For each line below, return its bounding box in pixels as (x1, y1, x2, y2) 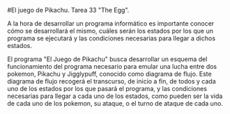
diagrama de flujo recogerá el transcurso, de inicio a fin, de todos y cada (7, 77, 216, 85)
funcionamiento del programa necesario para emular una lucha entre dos (7, 63, 217, 70)
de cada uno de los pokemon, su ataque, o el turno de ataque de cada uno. (7, 99, 223, 107)
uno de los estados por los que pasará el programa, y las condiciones (7, 85, 208, 92)
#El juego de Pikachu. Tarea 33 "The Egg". (7, 6, 130, 14)
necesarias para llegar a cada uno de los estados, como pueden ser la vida (7, 92, 223, 100)
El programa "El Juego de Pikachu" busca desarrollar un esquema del (7, 55, 208, 63)
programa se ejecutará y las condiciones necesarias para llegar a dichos (7, 34, 216, 42)
